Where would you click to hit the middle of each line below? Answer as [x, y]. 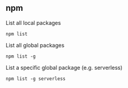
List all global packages [35, 45]
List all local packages [33, 22]
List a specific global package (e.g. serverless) [64, 67]
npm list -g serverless [36, 79]
